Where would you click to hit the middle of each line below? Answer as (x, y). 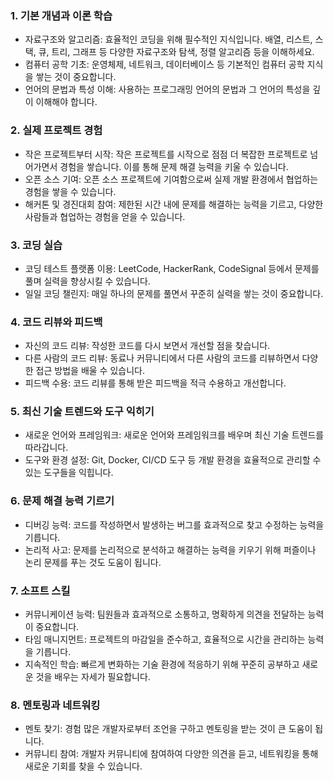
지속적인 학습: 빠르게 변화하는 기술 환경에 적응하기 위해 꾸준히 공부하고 (162, 664)
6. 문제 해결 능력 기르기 (62, 501)
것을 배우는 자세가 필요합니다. (93, 677)
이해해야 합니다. (66, 102)
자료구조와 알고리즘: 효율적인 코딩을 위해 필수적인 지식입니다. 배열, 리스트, (168, 39)
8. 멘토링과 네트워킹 (55, 705)
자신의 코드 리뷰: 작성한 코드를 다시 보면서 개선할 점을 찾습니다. (147, 346)
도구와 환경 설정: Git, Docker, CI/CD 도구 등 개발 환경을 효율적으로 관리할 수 (173, 460)
